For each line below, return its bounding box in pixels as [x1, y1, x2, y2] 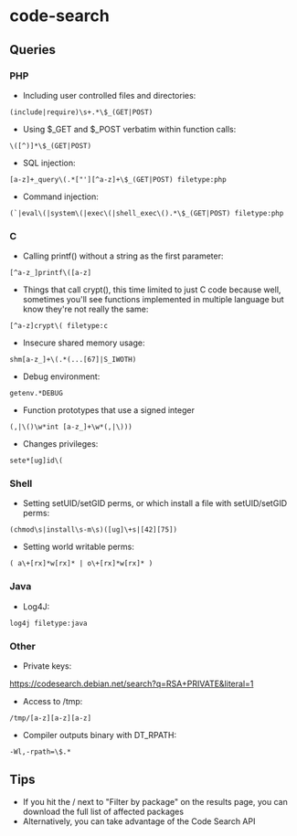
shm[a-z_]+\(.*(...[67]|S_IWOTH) [9, 355, 137, 365]
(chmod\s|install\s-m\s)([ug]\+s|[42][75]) [9, 525, 178, 534]
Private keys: [22, 661, 72, 672]
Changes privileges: [22, 439, 99, 450]
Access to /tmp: [22, 696, 83, 707]
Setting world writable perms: [22, 541, 135, 553]
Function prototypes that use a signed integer [22, 405, 195, 416]
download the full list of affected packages [22, 806, 185, 817]
